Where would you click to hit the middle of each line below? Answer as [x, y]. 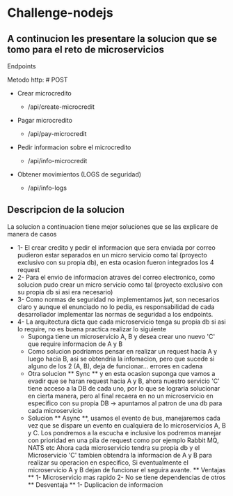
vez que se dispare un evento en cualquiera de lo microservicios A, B [127, 425]
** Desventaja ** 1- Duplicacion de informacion [95, 484]
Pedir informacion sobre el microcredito [74, 147]
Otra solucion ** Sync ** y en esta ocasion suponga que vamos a [121, 373]
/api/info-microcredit [57, 161]
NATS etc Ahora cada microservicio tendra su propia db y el [114, 447]
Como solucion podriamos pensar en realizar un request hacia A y [122, 351]
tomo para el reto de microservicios [86, 49]
